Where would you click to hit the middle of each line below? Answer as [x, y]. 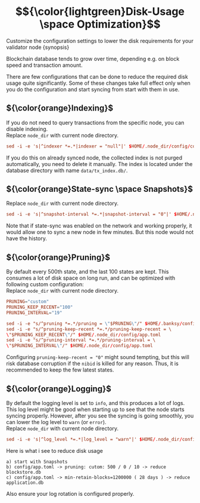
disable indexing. [27, 129]
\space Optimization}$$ [100, 24]
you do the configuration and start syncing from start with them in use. [93, 89]
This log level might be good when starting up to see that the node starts [95, 409]
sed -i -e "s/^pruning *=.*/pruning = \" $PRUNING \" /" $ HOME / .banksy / [94, 323]
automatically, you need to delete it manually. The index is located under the [99, 164]
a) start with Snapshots [37, 462]
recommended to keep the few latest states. [60, 370]
